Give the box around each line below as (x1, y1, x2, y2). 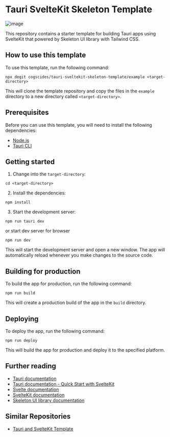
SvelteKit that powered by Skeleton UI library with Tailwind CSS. (5, 36, 140, 42)
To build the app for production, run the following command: (5, 281, 132, 287)
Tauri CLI (12, 143, 32, 149)
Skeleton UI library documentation (12, 397, 85, 403)
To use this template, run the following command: (5, 64, 109, 70)
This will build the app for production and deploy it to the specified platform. (5, 347, 165, 353)
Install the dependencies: (12, 190, 66, 196)
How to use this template (5, 51, 86, 59)
